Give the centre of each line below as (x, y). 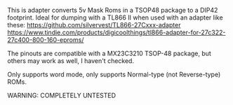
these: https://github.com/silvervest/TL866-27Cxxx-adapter (94, 25)
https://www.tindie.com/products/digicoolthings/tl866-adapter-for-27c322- (116, 32)
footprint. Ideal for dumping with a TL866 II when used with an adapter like (115, 17)
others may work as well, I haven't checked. (71, 61)
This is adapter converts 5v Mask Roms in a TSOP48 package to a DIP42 (113, 10)
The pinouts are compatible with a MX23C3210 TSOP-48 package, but (109, 53)
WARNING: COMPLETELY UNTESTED (62, 95)
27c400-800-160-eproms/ (46, 40)
